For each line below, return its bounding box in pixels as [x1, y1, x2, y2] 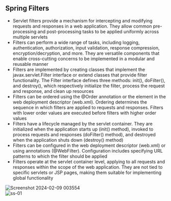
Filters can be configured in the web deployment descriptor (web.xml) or [12, 142, 166, 148]
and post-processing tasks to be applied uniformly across [37, 28, 159, 35]
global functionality [12, 174, 54, 181]
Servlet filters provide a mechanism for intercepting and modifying [12, 17, 153, 23]
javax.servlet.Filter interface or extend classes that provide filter [12, 71, 148, 78]
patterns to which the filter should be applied [12, 153, 108, 159]
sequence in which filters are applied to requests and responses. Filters [12, 104, 163, 110]
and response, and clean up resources [12, 88, 94, 94]
